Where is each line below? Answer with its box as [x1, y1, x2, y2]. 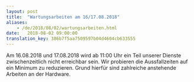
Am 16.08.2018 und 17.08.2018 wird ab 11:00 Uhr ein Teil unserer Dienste [6, 52, 182, 59]
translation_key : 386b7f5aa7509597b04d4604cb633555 [6, 36, 136, 42]
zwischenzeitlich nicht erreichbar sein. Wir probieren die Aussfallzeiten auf [6, 58, 188, 65]
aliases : [6, 19, 28, 25]
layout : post [6, 8, 38, 15]
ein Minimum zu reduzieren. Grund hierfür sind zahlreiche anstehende [6, 64, 177, 71]
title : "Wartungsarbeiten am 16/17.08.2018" [6, 14, 120, 20]
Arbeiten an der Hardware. [6, 71, 71, 77]
